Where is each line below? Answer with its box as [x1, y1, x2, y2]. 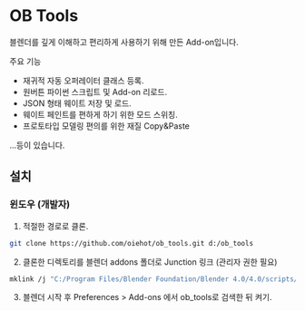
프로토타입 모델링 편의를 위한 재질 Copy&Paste [22, 120, 191, 131]
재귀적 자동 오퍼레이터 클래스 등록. [22, 74, 144, 86]
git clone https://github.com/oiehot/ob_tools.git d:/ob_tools [9, 238, 254, 248]
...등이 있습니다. [9, 140, 65, 151]
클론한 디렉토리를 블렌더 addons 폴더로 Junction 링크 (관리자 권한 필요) [22, 256, 278, 267]
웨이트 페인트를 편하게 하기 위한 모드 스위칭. [22, 109, 179, 120]
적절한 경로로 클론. [22, 220, 89, 231]
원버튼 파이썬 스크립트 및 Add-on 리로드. [22, 86, 168, 97]
